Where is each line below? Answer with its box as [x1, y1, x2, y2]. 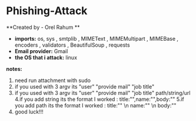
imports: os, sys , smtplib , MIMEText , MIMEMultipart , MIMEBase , [14, 35, 178, 42]
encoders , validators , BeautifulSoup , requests [14, 41, 131, 48]
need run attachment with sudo [14, 77, 91, 84]
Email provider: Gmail [14, 47, 68, 54]
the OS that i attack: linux [14, 54, 78, 61]
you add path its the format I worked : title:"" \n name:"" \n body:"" [14, 102, 177, 109]
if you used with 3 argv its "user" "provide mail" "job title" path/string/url [14, 89, 191, 96]
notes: [6, 65, 22, 72]
